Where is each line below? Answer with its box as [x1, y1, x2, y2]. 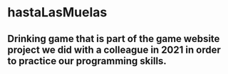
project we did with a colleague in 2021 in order [7, 43, 221, 55]
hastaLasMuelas [7, 4, 108, 21]
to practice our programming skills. [7, 55, 167, 67]
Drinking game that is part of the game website [7, 33, 220, 45]
